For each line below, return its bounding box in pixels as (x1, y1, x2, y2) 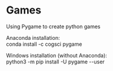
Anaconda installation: (6, 34, 60, 41)
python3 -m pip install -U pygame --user (6, 58, 105, 65)
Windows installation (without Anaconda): (6, 52, 107, 59)
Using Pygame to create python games (6, 23, 101, 30)
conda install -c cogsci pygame (6, 40, 82, 48)
